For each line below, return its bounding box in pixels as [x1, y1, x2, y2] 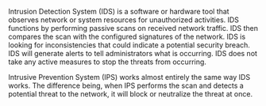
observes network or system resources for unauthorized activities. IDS [8, 15, 240, 25]
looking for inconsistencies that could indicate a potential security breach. [8, 40, 250, 50]
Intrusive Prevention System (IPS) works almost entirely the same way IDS [8, 73, 251, 81]
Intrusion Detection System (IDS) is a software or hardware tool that [8, 7, 229, 16]
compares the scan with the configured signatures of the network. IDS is [8, 32, 246, 41]
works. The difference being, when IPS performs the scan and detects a [8, 81, 244, 90]
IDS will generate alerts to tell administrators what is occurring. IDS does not [8, 49, 258, 58]
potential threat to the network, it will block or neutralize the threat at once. [8, 89, 253, 98]
